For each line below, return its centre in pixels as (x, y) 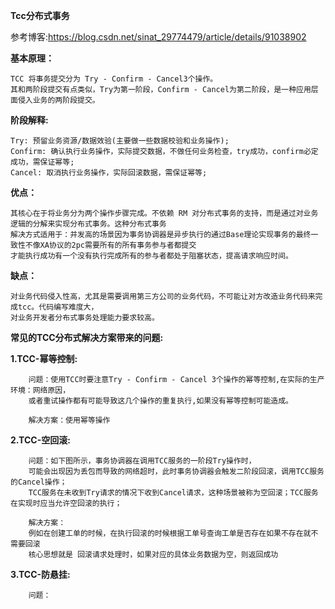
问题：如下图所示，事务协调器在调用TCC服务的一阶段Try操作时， (142, 461)
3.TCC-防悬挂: (40, 574)
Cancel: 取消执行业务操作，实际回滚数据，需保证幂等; (109, 173)
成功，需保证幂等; (42, 162)
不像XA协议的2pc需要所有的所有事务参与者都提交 (110, 245)
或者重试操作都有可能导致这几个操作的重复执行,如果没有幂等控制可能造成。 (160, 401)
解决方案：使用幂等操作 (69, 420)
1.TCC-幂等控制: (44, 358)
